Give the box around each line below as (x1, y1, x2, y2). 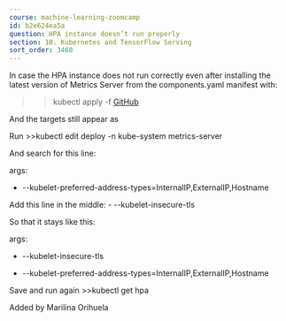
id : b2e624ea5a (9, 21, 66, 30)
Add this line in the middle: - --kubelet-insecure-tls (9, 200, 196, 210)
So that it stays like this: (9, 217, 96, 227)
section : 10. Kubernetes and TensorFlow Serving (9, 37, 192, 47)
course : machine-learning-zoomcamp (9, 12, 141, 22)
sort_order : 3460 (9, 46, 73, 55)
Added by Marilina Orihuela (9, 302, 109, 313)
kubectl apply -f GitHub (52, 96, 139, 107)
